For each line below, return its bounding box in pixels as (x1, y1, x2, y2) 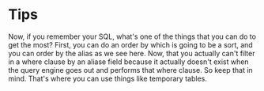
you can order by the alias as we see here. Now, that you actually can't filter (8, 48, 255, 58)
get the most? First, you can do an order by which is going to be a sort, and (8, 40, 253, 49)
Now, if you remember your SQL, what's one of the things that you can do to (8, 32, 257, 41)
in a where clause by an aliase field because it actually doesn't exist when (8, 57, 249, 66)
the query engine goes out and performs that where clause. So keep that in (8, 65, 253, 74)
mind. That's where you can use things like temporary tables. (8, 74, 207, 83)
